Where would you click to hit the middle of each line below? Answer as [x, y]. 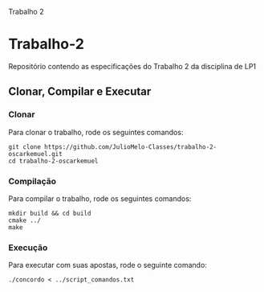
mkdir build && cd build [50, 213]
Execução [28, 247]
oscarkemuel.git [35, 154]
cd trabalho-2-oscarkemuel [53, 161]
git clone [25, 147]
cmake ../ [25, 220]
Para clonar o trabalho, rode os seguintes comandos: [96, 132]
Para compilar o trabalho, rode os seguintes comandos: [100, 198]
